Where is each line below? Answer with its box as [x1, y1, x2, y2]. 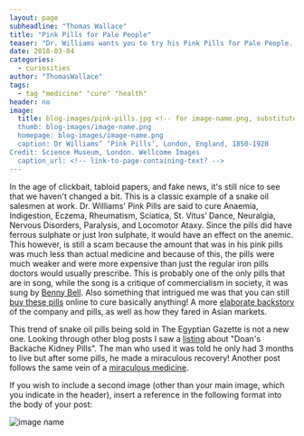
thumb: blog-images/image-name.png [17, 123, 152, 132]
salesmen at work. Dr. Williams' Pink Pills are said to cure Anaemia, [9, 200, 259, 211]
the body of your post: [9, 399, 93, 410]
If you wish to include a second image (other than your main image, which [9, 379, 285, 390]
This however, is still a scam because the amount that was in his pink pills [9, 239, 283, 250]
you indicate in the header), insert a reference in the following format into [9, 389, 282, 400]
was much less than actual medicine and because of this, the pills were [9, 248, 275, 259]
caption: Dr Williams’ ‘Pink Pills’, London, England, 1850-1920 [17, 139, 270, 148]
